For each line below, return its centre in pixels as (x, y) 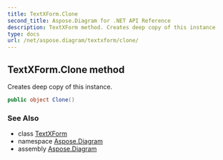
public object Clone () (41, 100)
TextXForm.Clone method (66, 70)
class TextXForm (43, 134)
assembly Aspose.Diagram (57, 149)
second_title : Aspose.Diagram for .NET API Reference (89, 21)
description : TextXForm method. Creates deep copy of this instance (111, 27)
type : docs (24, 34)
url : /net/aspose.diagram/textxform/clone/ (73, 41)
